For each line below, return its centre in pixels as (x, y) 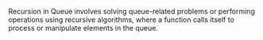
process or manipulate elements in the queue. (83, 28)
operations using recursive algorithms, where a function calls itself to (121, 20)
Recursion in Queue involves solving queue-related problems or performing (132, 11)
